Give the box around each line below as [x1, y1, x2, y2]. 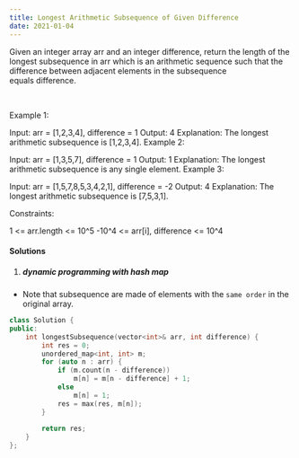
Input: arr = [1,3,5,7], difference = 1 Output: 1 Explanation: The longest [9, 154, 266, 164]
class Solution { [9, 316, 75, 325]
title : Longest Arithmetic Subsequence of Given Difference [9, 13, 240, 22]
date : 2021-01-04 [9, 22, 75, 31]
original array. [22, 298, 74, 310]
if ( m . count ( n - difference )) [57, 366, 171, 375]
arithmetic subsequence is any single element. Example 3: [9, 163, 224, 174]
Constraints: [9, 207, 55, 218]
